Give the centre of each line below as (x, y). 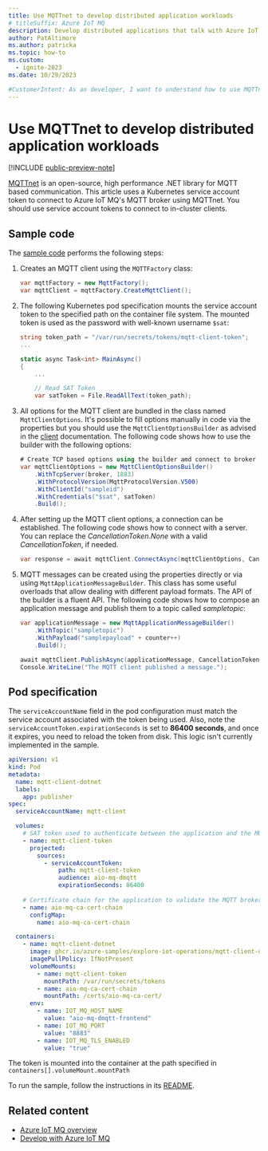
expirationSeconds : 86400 (102, 885)
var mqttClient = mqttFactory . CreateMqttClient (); (106, 291)
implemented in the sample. (54, 745)
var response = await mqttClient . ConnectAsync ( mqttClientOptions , (132, 559)
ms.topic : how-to (37, 53)
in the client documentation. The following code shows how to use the (135, 436)
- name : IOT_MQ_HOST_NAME (80, 1011)
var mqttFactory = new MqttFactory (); (84, 283)
